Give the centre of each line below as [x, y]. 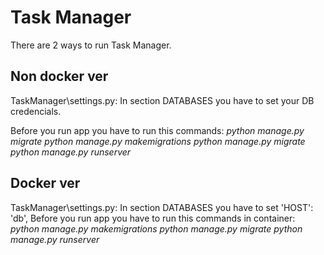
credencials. [36, 111]
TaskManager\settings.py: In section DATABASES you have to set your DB [162, 100]
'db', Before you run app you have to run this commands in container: [153, 218]
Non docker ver [59, 76]
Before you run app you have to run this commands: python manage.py [157, 130]
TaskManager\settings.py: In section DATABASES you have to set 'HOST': [162, 207]
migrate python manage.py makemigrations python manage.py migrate [158, 141]
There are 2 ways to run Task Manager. [91, 45]
